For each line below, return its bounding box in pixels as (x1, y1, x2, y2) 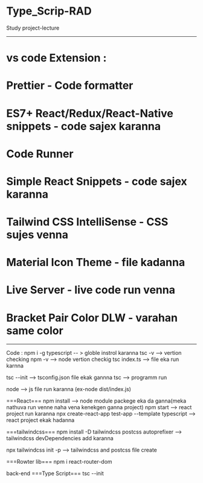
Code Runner (6, 147, 74, 161)
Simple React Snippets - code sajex (6, 174, 187, 188)
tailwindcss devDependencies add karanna (6, 435, 114, 442)
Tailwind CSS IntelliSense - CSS (6, 215, 169, 229)
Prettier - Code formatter (6, 79, 134, 92)
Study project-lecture (6, 24, 60, 31)
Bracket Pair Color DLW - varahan (6, 311, 178, 325)
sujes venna (6, 228, 68, 242)
